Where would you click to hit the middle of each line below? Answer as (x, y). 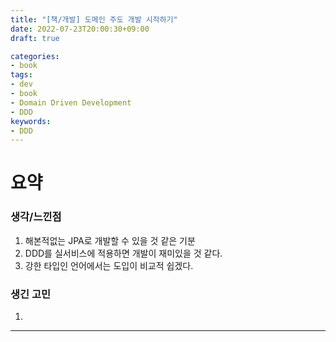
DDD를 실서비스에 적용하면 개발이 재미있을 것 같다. (123, 253)
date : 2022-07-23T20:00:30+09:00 (80, 29)
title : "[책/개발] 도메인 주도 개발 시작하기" (94, 19)
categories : (35, 56)
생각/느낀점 (36, 217)
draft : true (35, 38)
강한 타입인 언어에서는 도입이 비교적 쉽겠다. (109, 265)
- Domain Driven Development (71, 102)
